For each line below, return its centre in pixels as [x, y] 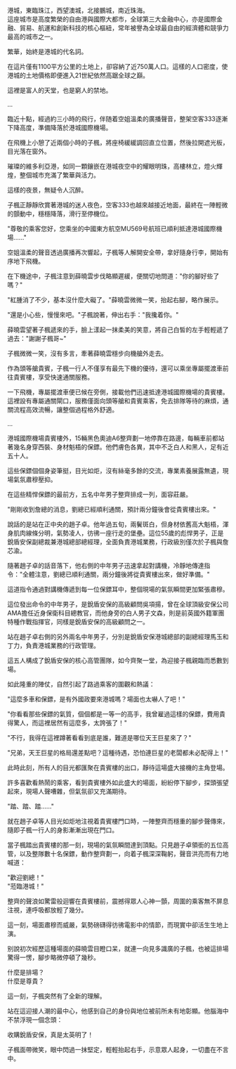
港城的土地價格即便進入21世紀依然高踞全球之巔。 [78, 75]
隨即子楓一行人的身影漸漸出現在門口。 [63, 830]
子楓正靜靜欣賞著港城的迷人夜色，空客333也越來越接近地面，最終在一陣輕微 [118, 205]
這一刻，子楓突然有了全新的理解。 [57, 996]
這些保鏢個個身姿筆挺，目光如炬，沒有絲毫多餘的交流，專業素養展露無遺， [115, 471]
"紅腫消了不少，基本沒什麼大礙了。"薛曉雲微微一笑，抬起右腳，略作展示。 [115, 300]
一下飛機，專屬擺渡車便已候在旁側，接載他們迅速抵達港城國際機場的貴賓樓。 [118, 392]
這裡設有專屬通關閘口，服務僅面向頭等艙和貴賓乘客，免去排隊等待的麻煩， [115, 401]
